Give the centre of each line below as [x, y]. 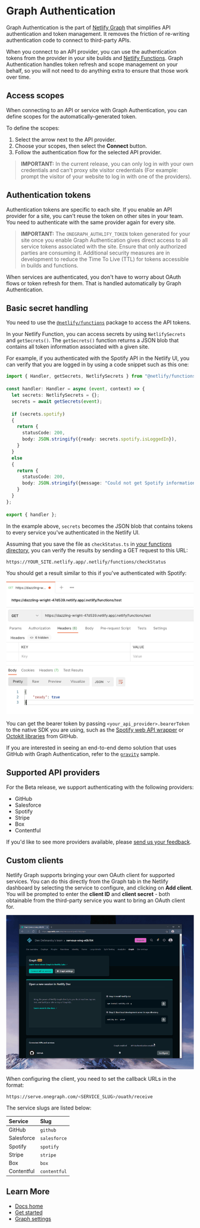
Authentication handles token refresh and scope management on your [92, 64]
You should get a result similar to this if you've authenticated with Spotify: [96, 573]
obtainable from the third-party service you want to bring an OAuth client [96, 900]
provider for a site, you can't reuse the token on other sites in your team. [95, 216]
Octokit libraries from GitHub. [42, 736]
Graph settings [33, 1218]
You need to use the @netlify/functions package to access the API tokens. [99, 322]
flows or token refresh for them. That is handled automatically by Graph [94, 283]
